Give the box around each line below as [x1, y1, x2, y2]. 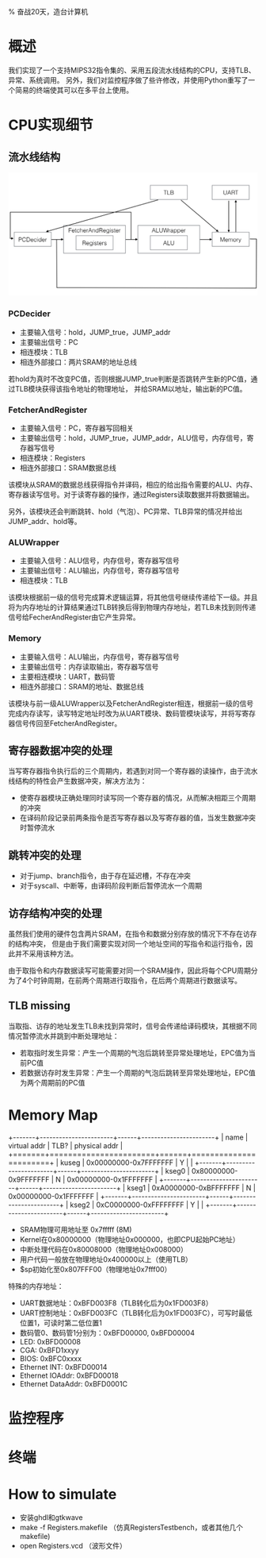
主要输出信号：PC [19, 337, 78, 347]
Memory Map [8, 1106, 98, 1124]
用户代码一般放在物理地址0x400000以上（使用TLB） [19, 1254, 192, 1264]
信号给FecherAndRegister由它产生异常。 [8, 612, 140, 622]
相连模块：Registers [19, 453, 85, 463]
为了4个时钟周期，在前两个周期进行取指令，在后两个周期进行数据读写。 [8, 976, 242, 985]
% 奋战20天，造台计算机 [8, 7, 89, 16]
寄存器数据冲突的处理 [8, 744, 112, 758]
